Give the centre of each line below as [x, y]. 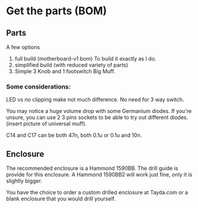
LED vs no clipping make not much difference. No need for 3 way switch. [95, 100]
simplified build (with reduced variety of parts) [71, 65]
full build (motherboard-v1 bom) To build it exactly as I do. [85, 59]
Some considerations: [39, 86]
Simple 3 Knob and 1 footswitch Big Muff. [65, 71]
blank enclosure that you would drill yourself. [61, 199]
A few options [23, 47]
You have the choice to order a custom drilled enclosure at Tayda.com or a [97, 193]
